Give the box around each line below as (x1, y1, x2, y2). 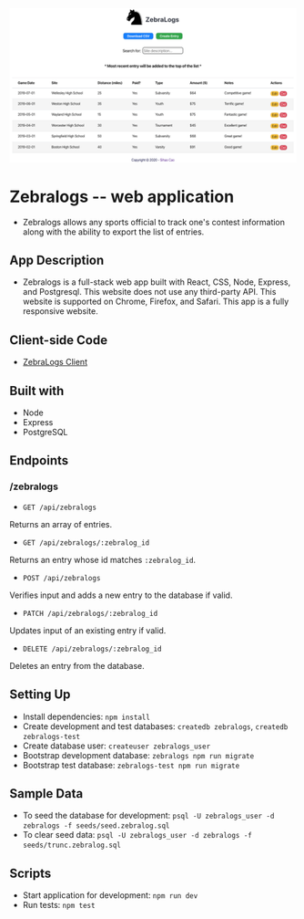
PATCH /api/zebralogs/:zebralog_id (22, 609, 158, 618)
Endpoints (9, 453, 69, 468)
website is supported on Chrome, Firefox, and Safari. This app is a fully (22, 296, 289, 308)
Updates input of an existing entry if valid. (9, 624, 167, 636)
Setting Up (9, 687, 71, 703)
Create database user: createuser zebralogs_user (22, 740, 211, 751)
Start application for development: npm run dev (22, 890, 198, 901)
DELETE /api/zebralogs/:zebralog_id (22, 644, 162, 653)
